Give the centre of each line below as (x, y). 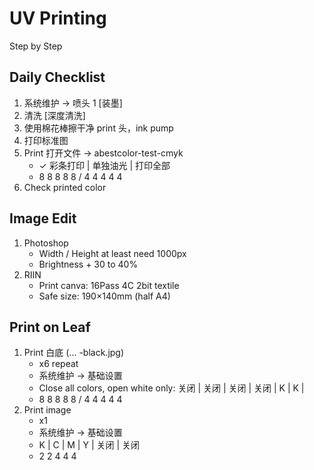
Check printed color (65, 187)
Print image (47, 410)
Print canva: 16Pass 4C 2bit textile (109, 285)
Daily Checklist (57, 77)
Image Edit (43, 218)
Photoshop (46, 243)
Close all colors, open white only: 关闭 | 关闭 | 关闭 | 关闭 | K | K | (171, 388)
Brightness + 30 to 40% (88, 264)
